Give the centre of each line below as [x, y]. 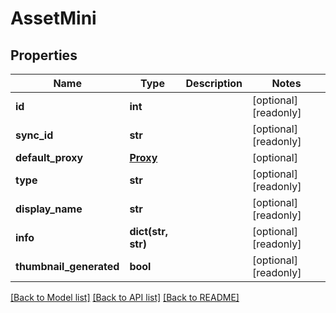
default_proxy [49, 157]
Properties [44, 55]
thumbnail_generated [67, 266]
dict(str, [148, 231]
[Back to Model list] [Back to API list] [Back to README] [125, 297]
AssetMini [53, 18]
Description [214, 83]
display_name [49, 209]
